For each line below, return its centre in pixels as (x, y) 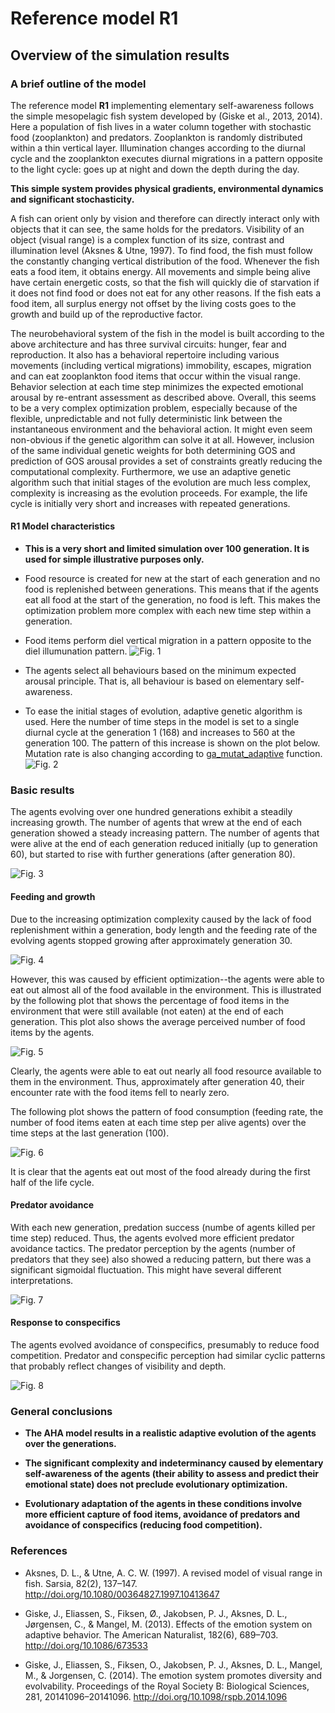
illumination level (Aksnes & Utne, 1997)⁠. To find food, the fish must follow (161, 250)
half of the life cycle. (52, 1182)
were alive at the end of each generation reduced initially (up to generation (164, 844)
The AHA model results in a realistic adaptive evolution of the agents (170, 1433)
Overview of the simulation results (120, 55)
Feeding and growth (53, 896)
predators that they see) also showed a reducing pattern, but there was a (161, 1259)
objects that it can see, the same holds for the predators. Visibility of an (157, 229)
